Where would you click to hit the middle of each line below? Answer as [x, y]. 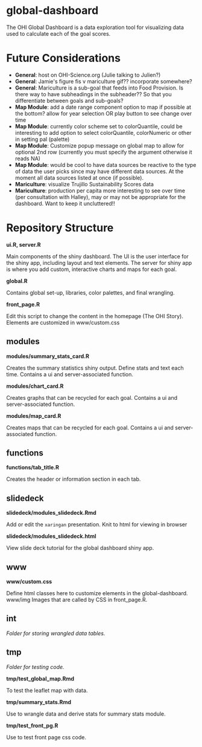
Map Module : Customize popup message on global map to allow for [99, 145]
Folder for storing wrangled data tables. [56, 633]
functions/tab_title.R [33, 468]
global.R [17, 281]
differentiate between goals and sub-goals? [69, 100]
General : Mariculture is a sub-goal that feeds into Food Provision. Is [99, 88]
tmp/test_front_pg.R [32, 725]
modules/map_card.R [34, 416]
